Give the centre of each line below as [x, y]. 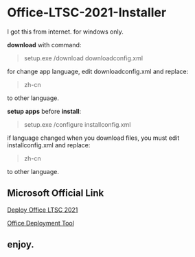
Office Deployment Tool [41, 223]
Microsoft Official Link [56, 193]
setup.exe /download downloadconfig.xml [83, 58]
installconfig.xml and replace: [49, 145]
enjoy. [21, 245]
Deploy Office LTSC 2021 [43, 210]
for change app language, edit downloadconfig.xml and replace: [98, 71]
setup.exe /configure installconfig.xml [77, 124]
